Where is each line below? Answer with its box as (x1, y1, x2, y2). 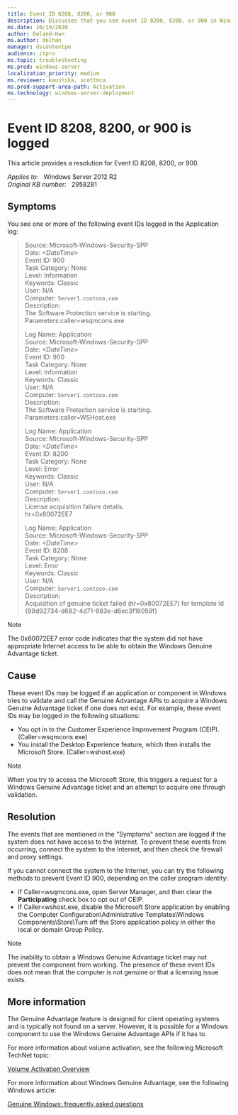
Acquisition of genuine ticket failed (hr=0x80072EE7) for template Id (24, 599, 225, 607)
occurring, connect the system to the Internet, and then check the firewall (7, 844, 223, 853)
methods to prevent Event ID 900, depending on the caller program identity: (7, 874, 229, 882)
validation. (7, 790, 38, 799)
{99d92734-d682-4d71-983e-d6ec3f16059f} (24, 607, 158, 615)
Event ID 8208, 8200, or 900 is (7, 120, 192, 136)
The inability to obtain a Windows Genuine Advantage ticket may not (7, 952, 208, 961)
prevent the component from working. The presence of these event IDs (7, 960, 215, 969)
